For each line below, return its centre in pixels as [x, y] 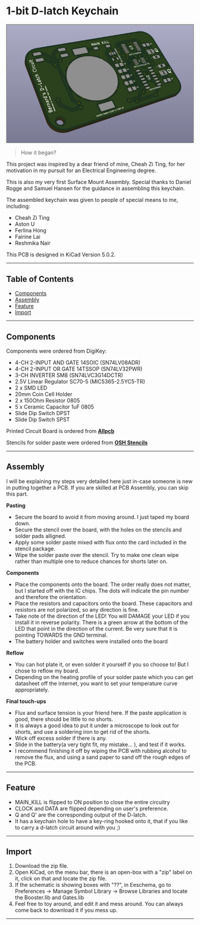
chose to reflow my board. [47, 671]
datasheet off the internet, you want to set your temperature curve [96, 683]
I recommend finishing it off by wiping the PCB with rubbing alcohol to [101, 750]
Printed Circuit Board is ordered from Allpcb [60, 431]
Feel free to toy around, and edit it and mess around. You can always [99, 904]
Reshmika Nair [32, 243]
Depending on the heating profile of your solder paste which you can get [104, 677]
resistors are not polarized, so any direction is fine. [77, 609]
